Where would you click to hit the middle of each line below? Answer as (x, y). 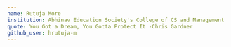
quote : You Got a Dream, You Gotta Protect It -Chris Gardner (100, 26)
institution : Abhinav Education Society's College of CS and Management (116, 20)
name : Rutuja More (34, 13)
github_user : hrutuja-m (42, 33)
